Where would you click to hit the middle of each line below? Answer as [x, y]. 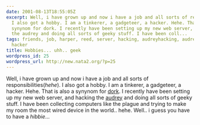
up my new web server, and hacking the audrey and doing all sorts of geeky [99, 97]
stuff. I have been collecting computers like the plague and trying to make [96, 104]
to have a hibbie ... [28, 116]
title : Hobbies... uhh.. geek [44, 51]
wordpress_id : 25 [28, 56]
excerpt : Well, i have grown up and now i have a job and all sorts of [97, 17]
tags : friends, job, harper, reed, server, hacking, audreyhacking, [93, 39]
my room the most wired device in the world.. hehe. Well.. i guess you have [98, 110]
